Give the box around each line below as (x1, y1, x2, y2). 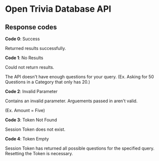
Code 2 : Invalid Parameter (5, 89, 58, 94)
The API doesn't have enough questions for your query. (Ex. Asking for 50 (5, 74, 154, 79)
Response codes (5, 23, 57, 31)
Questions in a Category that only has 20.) (5, 79, 91, 85)
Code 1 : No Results (5, 55, 44, 61)
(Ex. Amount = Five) (5, 108, 45, 113)
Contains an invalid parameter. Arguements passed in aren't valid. (5, 98, 138, 104)
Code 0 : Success (5, 36, 40, 42)
